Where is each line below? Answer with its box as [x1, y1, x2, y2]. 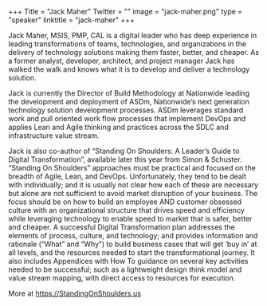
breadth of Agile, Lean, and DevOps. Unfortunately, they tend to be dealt [8, 171, 247, 181]
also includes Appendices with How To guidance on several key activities [8, 257, 249, 265]
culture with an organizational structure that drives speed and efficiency [8, 206, 245, 214]
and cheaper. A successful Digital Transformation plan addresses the [8, 222, 235, 232]
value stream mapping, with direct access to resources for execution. [8, 273, 236, 282]
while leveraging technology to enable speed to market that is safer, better [8, 214, 253, 223]
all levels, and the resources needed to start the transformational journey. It [8, 248, 255, 257]
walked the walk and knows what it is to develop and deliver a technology [8, 65, 250, 74]
